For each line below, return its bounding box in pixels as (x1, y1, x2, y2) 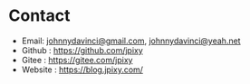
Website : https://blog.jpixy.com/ (21, 64, 144, 75)
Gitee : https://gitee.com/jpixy (21, 54, 133, 65)
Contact (8, 5, 71, 26)
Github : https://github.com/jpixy (21, 44, 144, 55)
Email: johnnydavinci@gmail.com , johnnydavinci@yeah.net (21, 35, 241, 46)
